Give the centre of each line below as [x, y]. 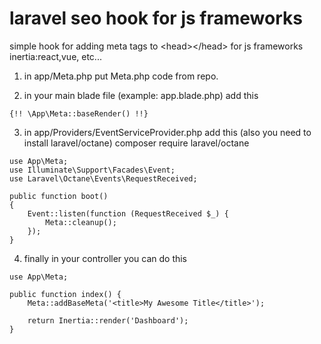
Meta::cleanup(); [81, 222]
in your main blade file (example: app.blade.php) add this [141, 95]
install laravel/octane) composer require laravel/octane [136, 143]
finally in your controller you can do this [105, 258]
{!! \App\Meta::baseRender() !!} [79, 113]
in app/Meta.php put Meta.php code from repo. [121, 76]
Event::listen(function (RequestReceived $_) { [128, 213]
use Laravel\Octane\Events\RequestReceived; [103, 178]
